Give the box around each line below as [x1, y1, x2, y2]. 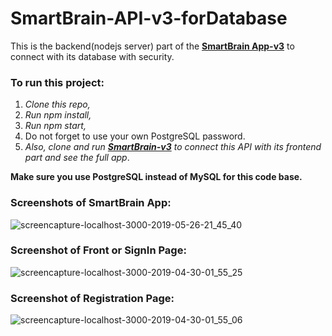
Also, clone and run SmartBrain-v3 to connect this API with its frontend [24, 141, 322, 153]
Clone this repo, [24, 98, 91, 111]
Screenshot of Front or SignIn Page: [10, 243, 187, 257]
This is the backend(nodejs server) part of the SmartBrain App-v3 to [10, 40, 295, 52]
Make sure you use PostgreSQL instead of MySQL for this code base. [10, 171, 303, 183]
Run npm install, [24, 109, 92, 121]
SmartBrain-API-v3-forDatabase [10, 7, 288, 30]
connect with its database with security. [10, 50, 175, 62]
